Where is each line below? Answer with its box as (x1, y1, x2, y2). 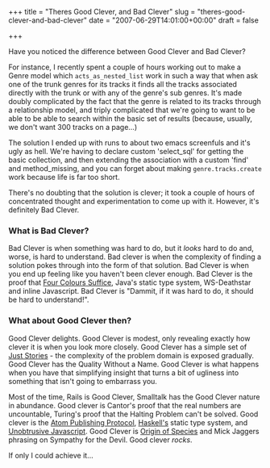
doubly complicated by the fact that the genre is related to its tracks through (8, 97, 262, 106)
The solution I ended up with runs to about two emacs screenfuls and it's (8, 138, 251, 148)
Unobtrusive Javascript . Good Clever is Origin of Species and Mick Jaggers (8, 426, 260, 436)
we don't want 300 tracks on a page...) (8, 123, 138, 132)
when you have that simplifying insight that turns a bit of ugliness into (8, 367, 239, 378)
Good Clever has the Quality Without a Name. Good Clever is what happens (8, 359, 260, 369)
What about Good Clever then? (8, 315, 132, 326)
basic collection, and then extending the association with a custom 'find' (8, 155, 249, 165)
